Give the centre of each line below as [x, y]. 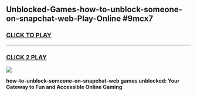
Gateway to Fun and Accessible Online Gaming [64, 87]
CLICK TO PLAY [29, 35]
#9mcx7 [138, 19]
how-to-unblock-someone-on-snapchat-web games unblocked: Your [93, 80]
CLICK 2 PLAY [26, 57]
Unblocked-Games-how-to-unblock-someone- [94, 10]
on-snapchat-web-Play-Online [64, 19]
